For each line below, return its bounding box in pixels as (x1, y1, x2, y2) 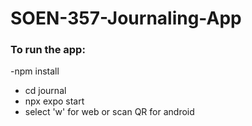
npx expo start (24, 95, 85, 107)
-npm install (10, 65, 60, 77)
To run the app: (10, 43, 86, 57)
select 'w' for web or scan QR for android (24, 106, 195, 118)
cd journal (24, 85, 67, 97)
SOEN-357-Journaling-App (10, 7, 242, 30)
